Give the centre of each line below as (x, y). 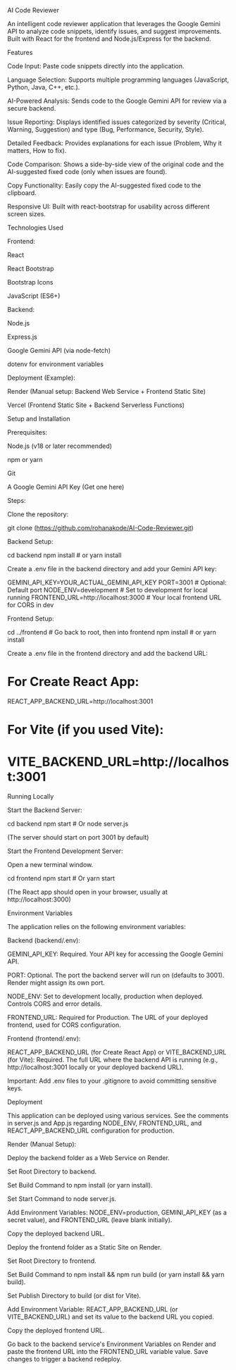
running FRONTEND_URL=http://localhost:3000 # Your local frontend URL (114, 597)
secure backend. (32, 108)
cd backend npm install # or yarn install (64, 555)
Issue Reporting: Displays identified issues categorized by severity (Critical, (117, 122)
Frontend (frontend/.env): (44, 1039)
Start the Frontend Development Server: (65, 851)
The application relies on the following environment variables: (97, 927)
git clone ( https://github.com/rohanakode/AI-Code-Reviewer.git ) (100, 528)
